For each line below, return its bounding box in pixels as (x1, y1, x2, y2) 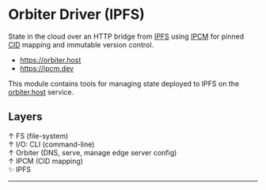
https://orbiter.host (19, 55, 82, 65)
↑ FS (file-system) (8, 131, 69, 140)
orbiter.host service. (8, 87, 74, 96)
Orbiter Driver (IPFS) (8, 6, 145, 24)
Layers (8, 110, 43, 124)
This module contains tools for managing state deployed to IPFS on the (8, 79, 240, 88)
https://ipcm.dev (19, 63, 74, 73)
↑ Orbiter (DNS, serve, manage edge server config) (8, 147, 177, 157)
